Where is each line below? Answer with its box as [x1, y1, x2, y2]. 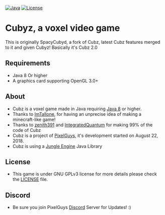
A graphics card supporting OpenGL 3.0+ [12, 78, 99, 84]
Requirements [5, 59, 50, 67]
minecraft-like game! [12, 116, 56, 122]
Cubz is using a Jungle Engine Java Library [12, 143, 102, 149]
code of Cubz [12, 127, 41, 133]
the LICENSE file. [12, 176, 48, 182]
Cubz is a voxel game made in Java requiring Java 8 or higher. [12, 106, 142, 112]
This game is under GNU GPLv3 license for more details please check [12, 171, 157, 177]
